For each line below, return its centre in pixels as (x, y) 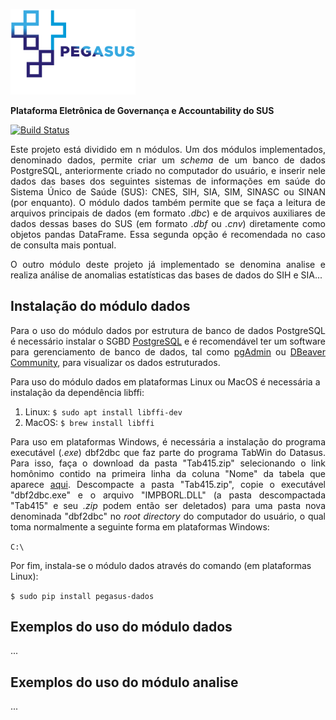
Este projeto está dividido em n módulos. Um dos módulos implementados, (168, 149)
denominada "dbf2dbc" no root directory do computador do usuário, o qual (168, 516)
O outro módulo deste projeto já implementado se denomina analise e (168, 264)
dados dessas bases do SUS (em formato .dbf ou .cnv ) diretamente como (168, 223)
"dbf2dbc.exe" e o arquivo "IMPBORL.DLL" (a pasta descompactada (168, 495)
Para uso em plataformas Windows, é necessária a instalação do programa (168, 441)
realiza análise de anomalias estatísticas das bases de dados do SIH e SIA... (166, 275)
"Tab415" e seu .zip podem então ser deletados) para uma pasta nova (168, 505)
